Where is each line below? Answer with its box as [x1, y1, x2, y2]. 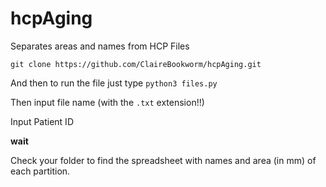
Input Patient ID [10, 115, 74, 127]
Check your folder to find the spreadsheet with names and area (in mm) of [10, 154, 317, 166]
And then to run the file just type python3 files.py [10, 77, 218, 89]
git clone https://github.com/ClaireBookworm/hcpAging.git [10, 59, 262, 69]
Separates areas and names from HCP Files [10, 40, 190, 52]
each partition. [10, 165, 71, 177]
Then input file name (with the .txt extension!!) [10, 96, 205, 108]
